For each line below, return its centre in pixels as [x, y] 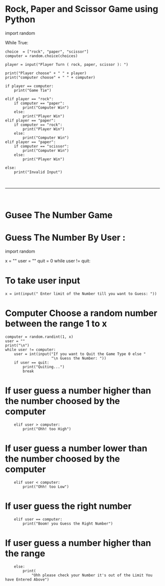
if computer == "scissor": [41, 146]
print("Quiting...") [44, 367]
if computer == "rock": [38, 125]
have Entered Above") [27, 579]
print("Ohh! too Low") [46, 487]
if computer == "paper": [39, 103]
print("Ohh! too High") [47, 429]
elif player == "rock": [29, 99]
